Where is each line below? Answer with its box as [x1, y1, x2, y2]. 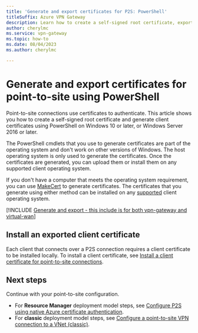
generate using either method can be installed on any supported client [6, 189, 177, 196]
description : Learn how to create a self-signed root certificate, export [6, 19, 194, 25]
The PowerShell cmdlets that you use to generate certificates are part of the [6, 140, 191, 147]
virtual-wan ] [6, 213, 36, 220]
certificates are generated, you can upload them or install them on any [6, 159, 177, 166]
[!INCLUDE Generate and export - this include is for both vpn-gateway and [6, 206, 187, 213]
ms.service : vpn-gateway [6, 31, 67, 37]
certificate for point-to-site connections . [6, 258, 104, 265]
